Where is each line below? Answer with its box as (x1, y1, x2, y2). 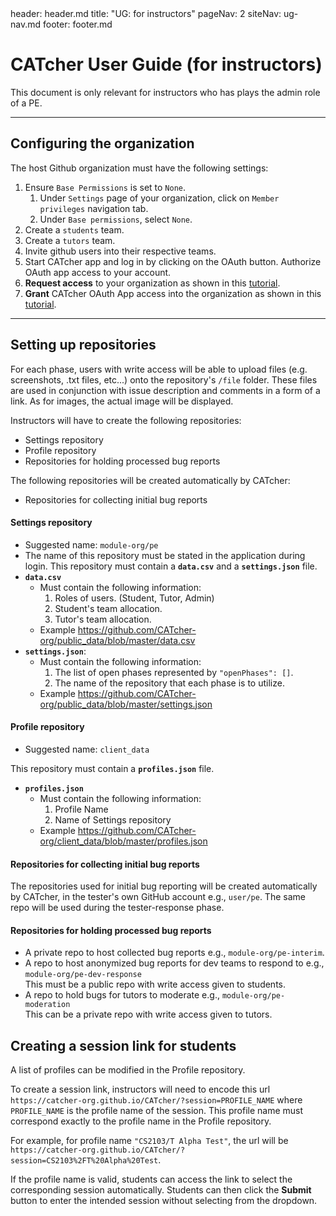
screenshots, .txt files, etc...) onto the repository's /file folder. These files (10, 373, 318, 386)
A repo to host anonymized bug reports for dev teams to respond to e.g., (24, 957, 325, 969)
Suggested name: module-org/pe (24, 538, 159, 551)
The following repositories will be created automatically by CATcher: (10, 474, 291, 486)
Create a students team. (24, 223, 125, 236)
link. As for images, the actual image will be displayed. (10, 395, 234, 407)
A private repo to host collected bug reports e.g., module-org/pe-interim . (24, 947, 325, 959)
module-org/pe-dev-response (24, 970, 142, 980)
